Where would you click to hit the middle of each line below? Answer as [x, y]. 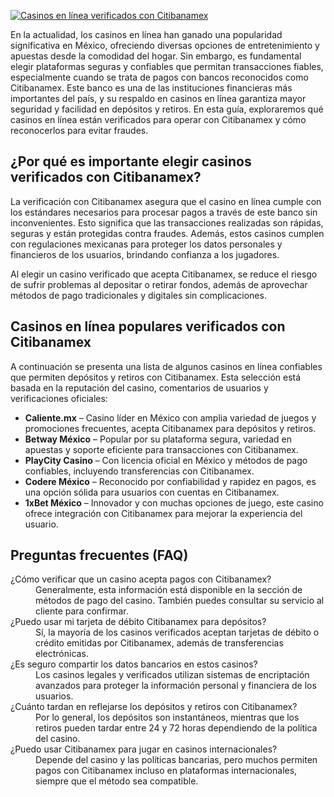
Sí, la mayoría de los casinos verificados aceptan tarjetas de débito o [177, 632]
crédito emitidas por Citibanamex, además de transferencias [159, 643]
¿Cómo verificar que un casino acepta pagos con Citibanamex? [141, 579]
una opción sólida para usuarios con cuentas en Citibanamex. [152, 492]
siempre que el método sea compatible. [117, 781]
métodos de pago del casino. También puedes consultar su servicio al [180, 601]
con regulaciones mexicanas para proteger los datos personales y [146, 244]
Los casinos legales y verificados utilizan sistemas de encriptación [172, 675]
